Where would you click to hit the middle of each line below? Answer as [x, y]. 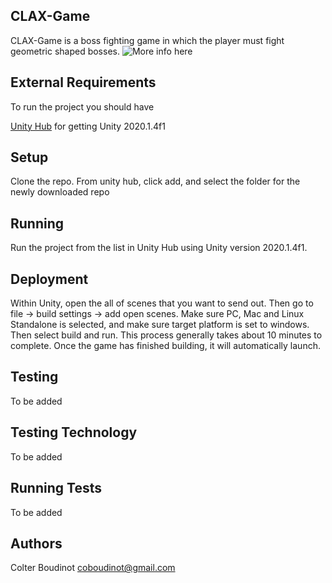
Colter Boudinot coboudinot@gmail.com [93, 568]
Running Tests [56, 488]
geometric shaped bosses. [65, 51]
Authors [36, 543]
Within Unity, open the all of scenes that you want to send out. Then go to [162, 303]
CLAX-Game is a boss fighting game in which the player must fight [147, 40]
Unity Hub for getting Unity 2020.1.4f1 [88, 126]
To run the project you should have [82, 106]
